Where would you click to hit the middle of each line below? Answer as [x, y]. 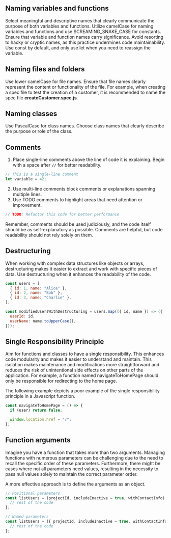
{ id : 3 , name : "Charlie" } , [41, 298]
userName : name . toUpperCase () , [43, 321]
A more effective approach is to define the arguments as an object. [76, 484]
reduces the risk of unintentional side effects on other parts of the [74, 370]
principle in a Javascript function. [40, 396]
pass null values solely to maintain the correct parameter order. [72, 474]
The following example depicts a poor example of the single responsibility [83, 391]
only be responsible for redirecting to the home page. [61, 381]
